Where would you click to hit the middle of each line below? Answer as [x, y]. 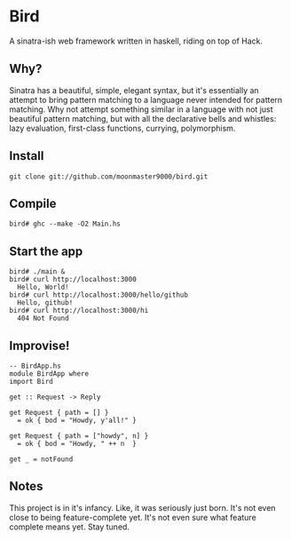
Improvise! [39, 345]
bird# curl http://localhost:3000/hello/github [99, 295]
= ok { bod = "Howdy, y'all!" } [77, 420]
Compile [33, 203]
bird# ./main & [37, 272]
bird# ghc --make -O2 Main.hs [65, 224]
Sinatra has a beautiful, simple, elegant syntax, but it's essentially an [134, 90]
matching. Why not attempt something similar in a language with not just [141, 109]
